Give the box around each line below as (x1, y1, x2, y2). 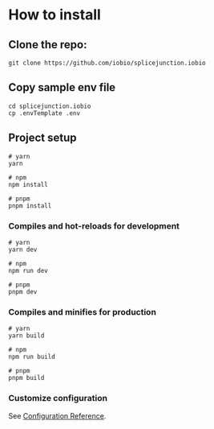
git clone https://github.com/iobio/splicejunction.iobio (8, 59, 206, 67)
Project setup (8, 131, 78, 145)
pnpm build (8, 374, 45, 382)
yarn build (8, 332, 45, 340)
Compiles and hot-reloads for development (8, 220, 180, 231)
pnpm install (8, 201, 52, 210)
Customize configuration (8, 393, 108, 404)
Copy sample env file (8, 80, 116, 94)
